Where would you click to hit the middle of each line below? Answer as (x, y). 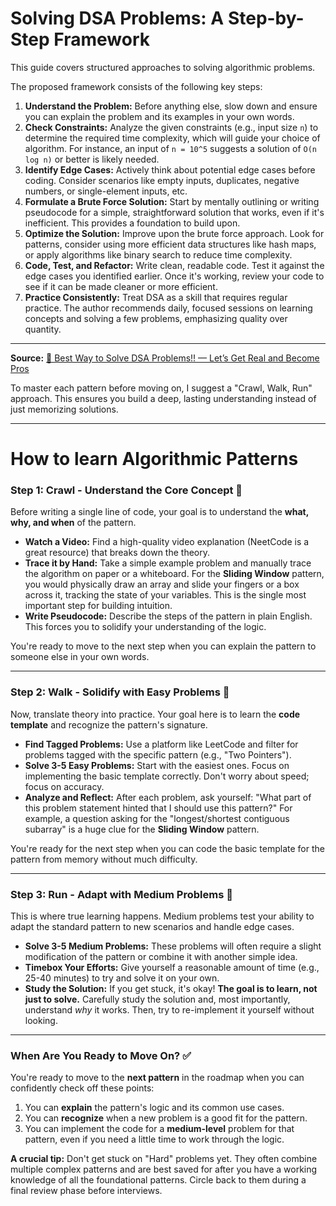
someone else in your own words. (80, 657)
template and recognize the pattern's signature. (109, 724)
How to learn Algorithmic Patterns (154, 459)
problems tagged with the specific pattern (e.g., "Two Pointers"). (158, 754)
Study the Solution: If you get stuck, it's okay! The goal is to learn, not (171, 989)
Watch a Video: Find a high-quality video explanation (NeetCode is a (167, 542)
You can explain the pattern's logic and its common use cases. (154, 1108)
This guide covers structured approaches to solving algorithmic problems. (163, 67)
